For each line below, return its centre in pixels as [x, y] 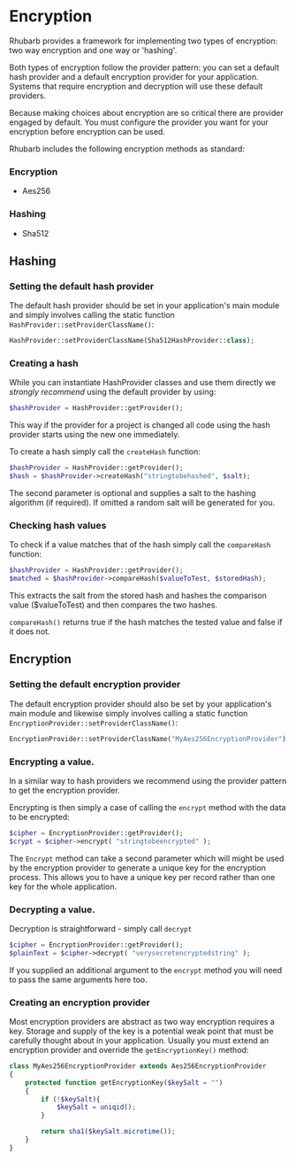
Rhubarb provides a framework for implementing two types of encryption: [144, 41]
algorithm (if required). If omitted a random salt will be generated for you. [142, 503]
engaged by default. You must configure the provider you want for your [139, 122]
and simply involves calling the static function [92, 315]
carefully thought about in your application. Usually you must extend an [139, 1041]
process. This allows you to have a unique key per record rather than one [142, 877]
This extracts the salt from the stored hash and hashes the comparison [138, 596]
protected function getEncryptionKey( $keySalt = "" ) [124, 1082]
